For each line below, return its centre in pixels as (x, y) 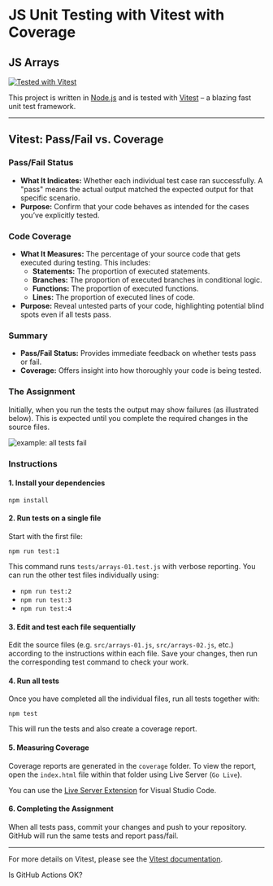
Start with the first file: (46, 536)
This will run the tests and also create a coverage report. (103, 729)
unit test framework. (42, 106)
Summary (28, 336)
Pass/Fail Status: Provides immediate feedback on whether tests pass (138, 353)
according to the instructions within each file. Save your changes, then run (133, 654)
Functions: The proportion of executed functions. (115, 288)
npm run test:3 (46, 600)
